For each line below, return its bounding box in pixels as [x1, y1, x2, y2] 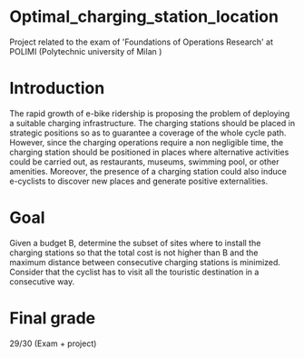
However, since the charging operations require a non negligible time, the [9, 136, 284, 147]
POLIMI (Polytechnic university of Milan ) [9, 45, 162, 56]
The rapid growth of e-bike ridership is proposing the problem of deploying [9, 107, 290, 119]
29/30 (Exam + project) [9, 338, 97, 349]
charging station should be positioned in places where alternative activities [9, 146, 289, 157]
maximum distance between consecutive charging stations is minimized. [9, 256, 281, 267]
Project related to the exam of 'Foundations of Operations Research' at [9, 36, 274, 47]
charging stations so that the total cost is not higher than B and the [9, 247, 259, 258]
